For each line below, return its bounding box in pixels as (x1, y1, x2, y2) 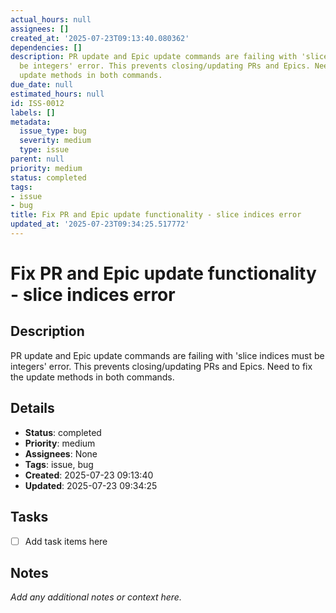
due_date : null (10, 80, 74, 90)
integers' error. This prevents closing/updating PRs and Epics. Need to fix (10, 360, 313, 372)
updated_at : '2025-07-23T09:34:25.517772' (10, 219, 190, 230)
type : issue (19, 145, 70, 155)
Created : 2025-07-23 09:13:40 (24, 469, 154, 481)
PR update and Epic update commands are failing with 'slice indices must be (10, 349, 325, 361)
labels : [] (10, 107, 56, 118)
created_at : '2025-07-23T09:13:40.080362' (10, 33, 190, 43)
